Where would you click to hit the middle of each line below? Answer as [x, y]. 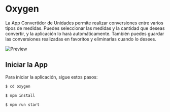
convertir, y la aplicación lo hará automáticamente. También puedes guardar [85, 33]
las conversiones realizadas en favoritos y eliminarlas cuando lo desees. [81, 39]
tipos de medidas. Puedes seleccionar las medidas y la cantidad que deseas [85, 28]
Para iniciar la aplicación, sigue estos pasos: [52, 77]
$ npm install [20, 95]
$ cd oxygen [18, 86]
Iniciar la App [27, 65]
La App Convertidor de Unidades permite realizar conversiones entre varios [84, 23]
